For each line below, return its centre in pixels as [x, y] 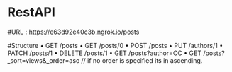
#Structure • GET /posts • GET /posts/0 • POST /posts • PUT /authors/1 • [115, 45]
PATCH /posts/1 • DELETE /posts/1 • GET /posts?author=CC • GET [105, 53]
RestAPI [31, 12]
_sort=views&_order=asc [44, 60]
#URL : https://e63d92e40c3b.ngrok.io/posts [73, 32]
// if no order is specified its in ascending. [142, 60]
